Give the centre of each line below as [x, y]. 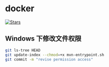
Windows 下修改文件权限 [43, 39]
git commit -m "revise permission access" [49, 59]
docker [20, 9]
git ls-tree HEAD [23, 50]
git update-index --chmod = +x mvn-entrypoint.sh [55, 55]
